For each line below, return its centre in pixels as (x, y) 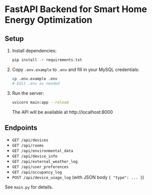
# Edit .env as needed (36, 83)
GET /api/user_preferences (40, 167)
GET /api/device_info (34, 156)
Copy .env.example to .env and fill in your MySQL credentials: (75, 70)
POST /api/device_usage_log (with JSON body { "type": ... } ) (78, 177)
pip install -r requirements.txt (47, 60)
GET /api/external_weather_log (45, 162)
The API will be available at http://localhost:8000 (62, 112)
